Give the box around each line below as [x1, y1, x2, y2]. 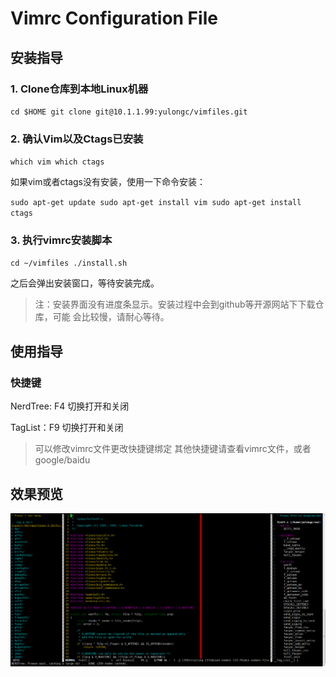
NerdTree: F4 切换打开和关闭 [10, 400, 130, 412]
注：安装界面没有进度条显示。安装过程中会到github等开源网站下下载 [34, 298, 316, 311]
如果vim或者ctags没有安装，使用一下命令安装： [10, 176, 207, 188]
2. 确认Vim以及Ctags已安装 [10, 132, 144, 146]
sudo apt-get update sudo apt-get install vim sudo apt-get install [10, 198, 302, 208]
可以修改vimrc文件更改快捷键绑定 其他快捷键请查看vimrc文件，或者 [34, 443, 312, 455]
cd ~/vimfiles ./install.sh [10, 258, 128, 269]
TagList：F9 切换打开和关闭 [10, 422, 124, 434]
